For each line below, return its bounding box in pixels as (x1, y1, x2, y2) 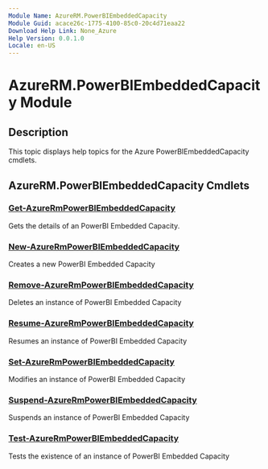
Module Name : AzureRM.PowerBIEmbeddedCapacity (8, 11, 167, 20)
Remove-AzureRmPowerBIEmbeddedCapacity (8, 279, 195, 290)
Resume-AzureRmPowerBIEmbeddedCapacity (8, 318, 195, 329)
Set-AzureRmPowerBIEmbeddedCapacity (8, 356, 175, 367)
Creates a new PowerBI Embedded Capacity (8, 259, 155, 269)
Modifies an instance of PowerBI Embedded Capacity (8, 375, 186, 384)
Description (8, 125, 68, 139)
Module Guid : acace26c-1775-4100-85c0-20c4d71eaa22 (8, 19, 185, 27)
